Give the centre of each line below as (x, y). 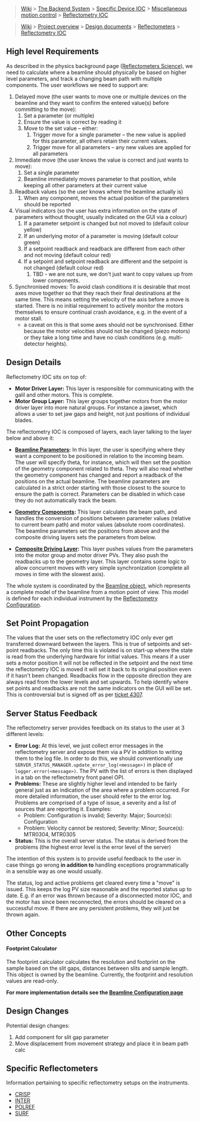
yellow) (32, 230)
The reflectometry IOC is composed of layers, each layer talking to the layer (99, 431)
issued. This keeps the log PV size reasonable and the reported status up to (99, 889)
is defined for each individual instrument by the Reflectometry (82, 598)
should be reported (47, 204)
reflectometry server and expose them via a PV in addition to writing (99, 752)
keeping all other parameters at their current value (85, 185)
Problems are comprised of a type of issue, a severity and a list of (96, 803)
